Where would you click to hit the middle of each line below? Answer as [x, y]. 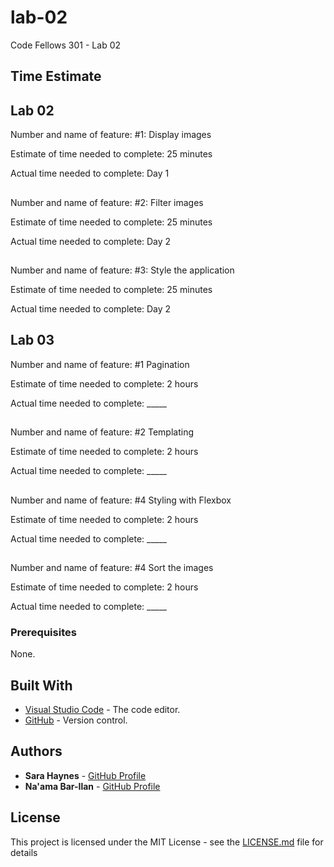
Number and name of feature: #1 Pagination [100, 364]
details [24, 852]
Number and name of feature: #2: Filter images [107, 202]
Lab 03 [32, 340]
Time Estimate [56, 76]
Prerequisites [43, 632]
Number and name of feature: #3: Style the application [122, 270]
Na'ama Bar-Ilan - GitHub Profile [92, 786]
